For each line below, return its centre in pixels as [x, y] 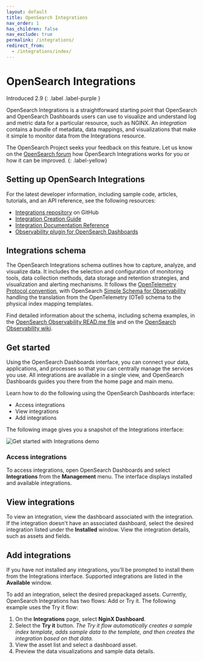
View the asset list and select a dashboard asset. [76, 645]
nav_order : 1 [23, 23]
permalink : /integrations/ [40, 40]
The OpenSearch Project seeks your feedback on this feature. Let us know [99, 147]
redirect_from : [25, 46]
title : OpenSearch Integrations [47, 18]
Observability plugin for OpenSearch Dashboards [76, 232]
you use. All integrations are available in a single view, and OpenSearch [95, 375]
